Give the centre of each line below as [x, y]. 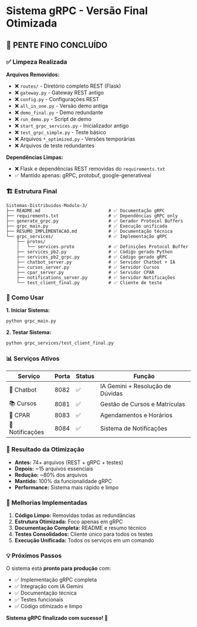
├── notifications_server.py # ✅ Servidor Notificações [96, 278]
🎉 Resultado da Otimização [45, 449]
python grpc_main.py [31, 321]
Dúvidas [111, 393]
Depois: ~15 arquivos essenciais [54, 468]
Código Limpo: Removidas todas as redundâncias [75, 515]
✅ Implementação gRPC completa [56, 580]
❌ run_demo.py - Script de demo [53, 119]
